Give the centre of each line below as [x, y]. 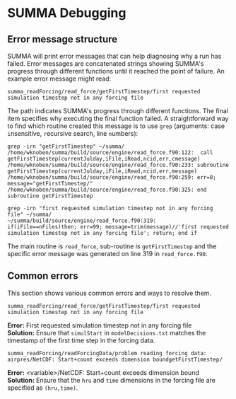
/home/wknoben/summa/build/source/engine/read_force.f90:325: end [107, 190]
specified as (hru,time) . [43, 388]
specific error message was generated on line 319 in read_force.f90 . [107, 254]
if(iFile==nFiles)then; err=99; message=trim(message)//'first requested [118, 227]
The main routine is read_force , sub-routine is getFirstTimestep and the [112, 246]
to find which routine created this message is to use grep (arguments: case [116, 126]
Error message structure [63, 39]
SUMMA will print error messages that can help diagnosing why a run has [114, 56]
